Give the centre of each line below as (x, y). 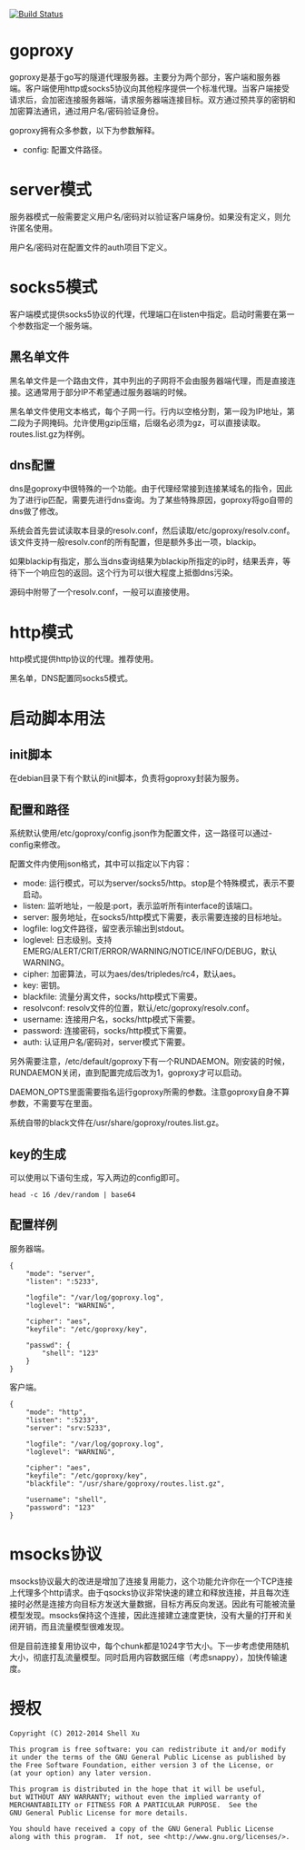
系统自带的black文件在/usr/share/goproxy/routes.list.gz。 (117, 1123)
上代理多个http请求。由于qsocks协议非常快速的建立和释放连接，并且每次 (146, 1592)
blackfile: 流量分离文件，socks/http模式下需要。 (112, 997)
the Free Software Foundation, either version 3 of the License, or (142, 1765)
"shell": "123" (71, 1353)
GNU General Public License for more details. (99, 1813)
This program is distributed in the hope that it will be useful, (138, 1789)
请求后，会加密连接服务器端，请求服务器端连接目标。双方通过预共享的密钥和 (152, 99)
